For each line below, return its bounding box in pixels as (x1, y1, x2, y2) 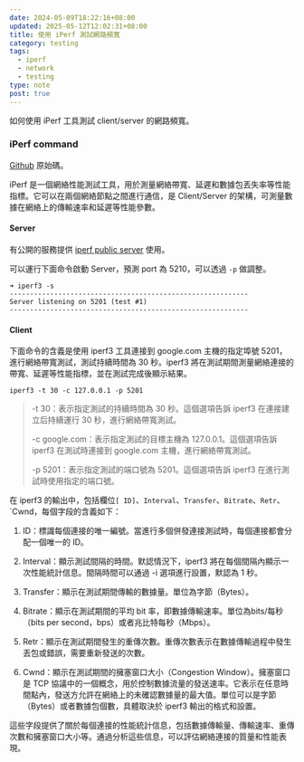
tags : (9, 47, 30, 56)
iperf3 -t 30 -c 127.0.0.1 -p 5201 (9, 386, 144, 395)
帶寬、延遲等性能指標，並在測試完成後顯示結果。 (9, 368, 192, 379)
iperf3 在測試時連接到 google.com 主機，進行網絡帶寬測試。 (31, 445, 256, 456)
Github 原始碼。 (9, 159, 69, 170)
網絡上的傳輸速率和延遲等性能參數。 (24, 201, 160, 213)
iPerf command (9, 138, 79, 150)
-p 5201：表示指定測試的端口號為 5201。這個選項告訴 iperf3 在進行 (31, 464, 282, 475)
